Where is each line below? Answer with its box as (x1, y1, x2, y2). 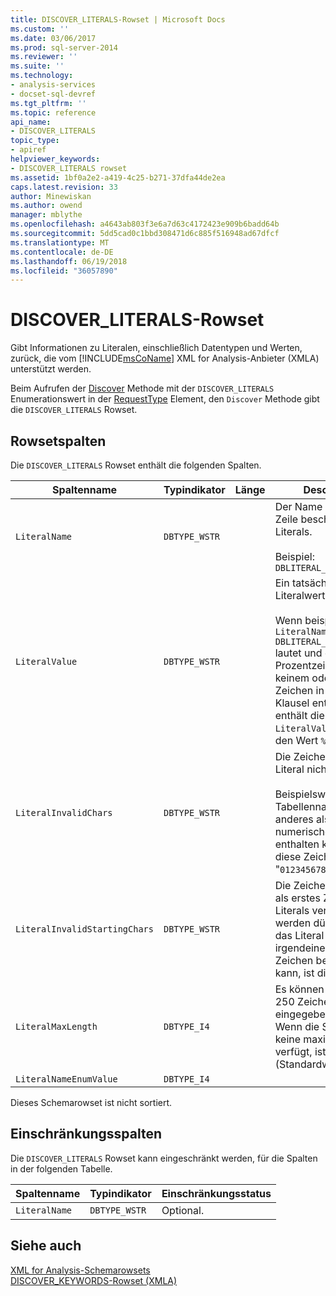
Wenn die (274, 1020, 320, 1033)
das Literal (274, 929, 325, 942)
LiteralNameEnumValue (15, 1074, 118, 1085)
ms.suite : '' (10, 61, 65, 71)
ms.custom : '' (10, 24, 70, 34)
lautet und (274, 646, 323, 660)
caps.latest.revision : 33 (10, 182, 118, 192)
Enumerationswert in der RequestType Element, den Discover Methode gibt (10, 393, 320, 405)
